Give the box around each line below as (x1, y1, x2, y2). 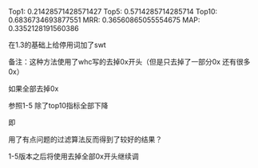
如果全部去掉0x (8, 84, 59, 93)
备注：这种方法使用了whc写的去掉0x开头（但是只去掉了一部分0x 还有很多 (8, 57, 251, 66)
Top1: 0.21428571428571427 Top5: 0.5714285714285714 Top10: (8, 7, 218, 16)
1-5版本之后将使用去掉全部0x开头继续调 (8, 151, 139, 161)
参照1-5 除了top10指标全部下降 (8, 101, 109, 110)
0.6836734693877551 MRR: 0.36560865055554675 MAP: (8, 15, 200, 25)
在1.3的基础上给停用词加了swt (8, 40, 106, 49)
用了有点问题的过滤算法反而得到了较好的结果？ (8, 135, 162, 144)
